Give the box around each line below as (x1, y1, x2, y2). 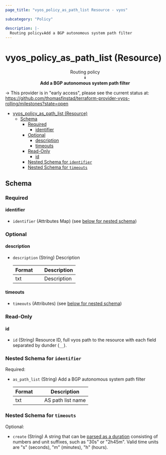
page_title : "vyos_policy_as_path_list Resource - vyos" (5, 7, 128, 13)
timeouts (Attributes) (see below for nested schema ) (12, 300, 122, 307)
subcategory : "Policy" (5, 16, 53, 22)
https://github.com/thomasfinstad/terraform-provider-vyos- (5, 95, 130, 101)
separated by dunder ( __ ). (12, 343, 67, 349)
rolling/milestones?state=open (5, 101, 69, 107)
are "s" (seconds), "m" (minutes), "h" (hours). (12, 444, 108, 450)
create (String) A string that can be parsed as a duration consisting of (12, 433, 158, 439)
